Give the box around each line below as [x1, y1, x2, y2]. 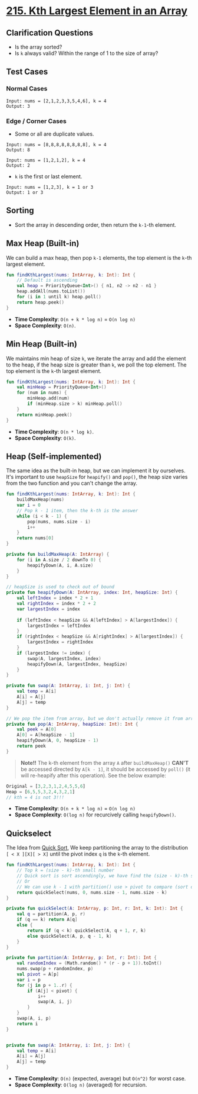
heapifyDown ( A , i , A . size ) [27, 562, 94, 568]
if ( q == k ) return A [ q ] [16, 916, 78, 923]
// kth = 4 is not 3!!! [6, 794, 65, 800]
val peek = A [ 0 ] [16, 726, 57, 732]
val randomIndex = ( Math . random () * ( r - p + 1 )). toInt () [16, 960, 162, 966]
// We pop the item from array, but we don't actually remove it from [6, 715, 183, 722]
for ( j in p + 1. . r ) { [16, 982, 72, 988]
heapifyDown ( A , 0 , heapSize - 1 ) [16, 738, 99, 744]
